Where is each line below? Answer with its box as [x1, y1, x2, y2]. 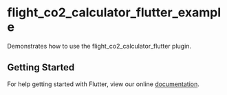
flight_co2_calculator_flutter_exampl [7, 5, 221, 21]
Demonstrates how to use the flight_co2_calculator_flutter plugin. [7, 42, 191, 50]
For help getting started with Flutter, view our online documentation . [7, 80, 199, 88]
